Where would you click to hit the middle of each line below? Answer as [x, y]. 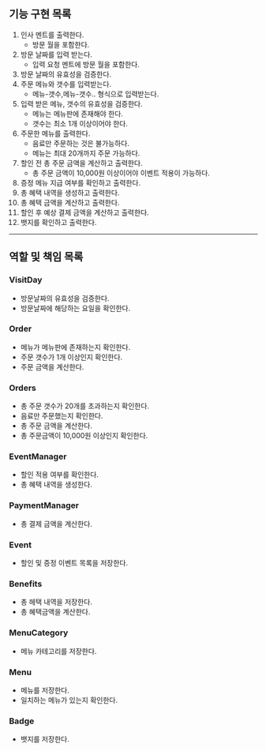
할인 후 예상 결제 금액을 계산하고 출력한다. [84, 212]
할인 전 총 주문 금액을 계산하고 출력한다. [81, 163]
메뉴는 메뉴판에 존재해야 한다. [77, 114]
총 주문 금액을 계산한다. [56, 426]
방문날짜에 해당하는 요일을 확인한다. [75, 308]
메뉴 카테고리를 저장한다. [58, 651]
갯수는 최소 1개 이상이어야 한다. [80, 123]
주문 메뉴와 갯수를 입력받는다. [66, 84]
